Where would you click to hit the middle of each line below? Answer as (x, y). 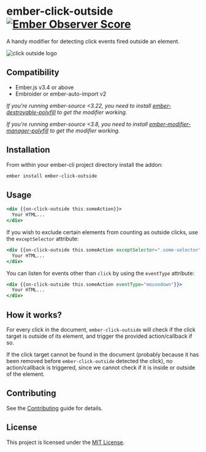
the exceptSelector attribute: (43, 239)
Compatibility (33, 73)
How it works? (34, 315)
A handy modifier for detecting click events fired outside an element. (93, 41)
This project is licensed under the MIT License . (66, 442)
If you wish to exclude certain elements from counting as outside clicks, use (102, 232)
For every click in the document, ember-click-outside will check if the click (101, 329)
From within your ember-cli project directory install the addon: (85, 164)
